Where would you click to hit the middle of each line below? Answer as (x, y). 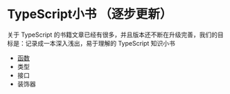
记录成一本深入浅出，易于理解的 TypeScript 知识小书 (100, 43)
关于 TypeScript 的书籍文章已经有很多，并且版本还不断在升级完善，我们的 (113, 35)
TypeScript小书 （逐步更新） (90, 14)
